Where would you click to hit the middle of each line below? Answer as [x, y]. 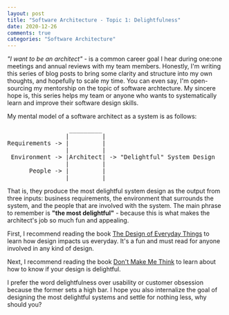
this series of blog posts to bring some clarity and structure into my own [110, 74]
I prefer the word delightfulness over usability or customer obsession [106, 283]
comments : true [29, 33]
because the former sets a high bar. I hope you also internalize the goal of [112, 290]
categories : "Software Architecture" [62, 39]
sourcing [20, 88]
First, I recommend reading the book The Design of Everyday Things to [108, 234]
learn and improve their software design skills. [73, 103]
